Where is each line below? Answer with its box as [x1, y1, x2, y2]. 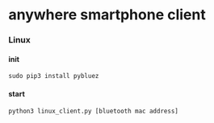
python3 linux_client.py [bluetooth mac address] [8, 107, 179, 115]
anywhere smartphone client [8, 6, 206, 24]
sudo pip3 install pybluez [8, 72, 99, 80]
